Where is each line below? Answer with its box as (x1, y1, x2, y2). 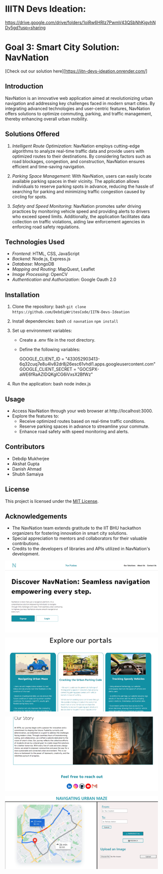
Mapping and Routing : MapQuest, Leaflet (12, 266, 95, 272)
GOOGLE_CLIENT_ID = (19, 356, 65, 362)
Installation (5, 291, 40, 299)
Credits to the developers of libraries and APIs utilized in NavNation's (12, 546, 150, 552)
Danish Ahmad (12, 466, 42, 472)
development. (12, 551, 40, 557)
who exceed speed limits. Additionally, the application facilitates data (12, 213, 150, 219)
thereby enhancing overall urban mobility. (5, 116, 88, 122)
